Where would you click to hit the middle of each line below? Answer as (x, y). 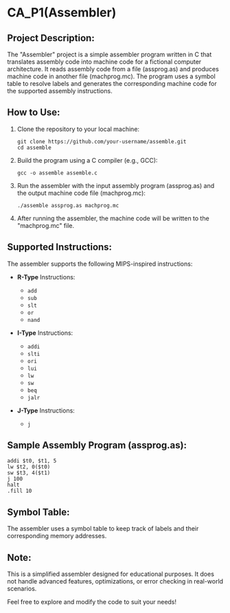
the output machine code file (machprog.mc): (81, 193)
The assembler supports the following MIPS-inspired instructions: (100, 264)
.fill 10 (20, 491)
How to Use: (34, 112)
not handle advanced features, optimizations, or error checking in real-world (115, 581)
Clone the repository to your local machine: (78, 129)
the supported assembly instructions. (60, 91)
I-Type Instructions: (45, 333)
